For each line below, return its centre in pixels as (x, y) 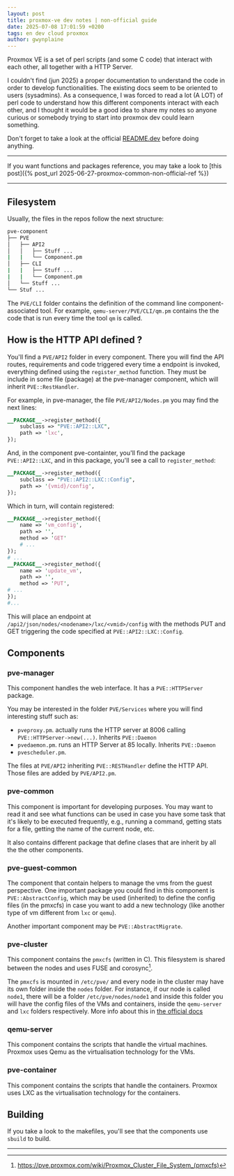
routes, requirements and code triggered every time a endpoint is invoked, (114, 364)
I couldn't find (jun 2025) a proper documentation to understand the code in (116, 80)
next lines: (22, 407)
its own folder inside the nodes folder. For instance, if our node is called (109, 989)
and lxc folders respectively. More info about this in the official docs (105, 1011)
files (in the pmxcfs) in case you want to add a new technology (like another (116, 905)
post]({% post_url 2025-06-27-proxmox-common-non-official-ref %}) (108, 173)
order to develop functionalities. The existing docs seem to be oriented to (112, 88)
